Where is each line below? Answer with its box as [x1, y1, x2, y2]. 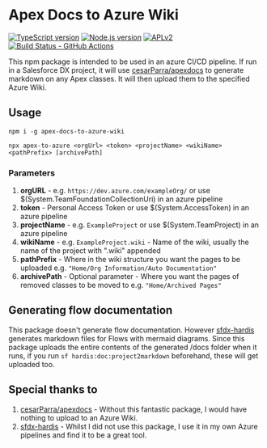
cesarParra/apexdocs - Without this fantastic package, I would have [19, 404, 248, 414]
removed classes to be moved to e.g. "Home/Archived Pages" [19, 281, 222, 290]
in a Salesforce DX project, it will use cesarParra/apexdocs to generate [8, 65, 244, 74]
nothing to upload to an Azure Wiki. [19, 412, 138, 422]
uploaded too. [8, 359, 55, 369]
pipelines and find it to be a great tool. [19, 430, 147, 440]
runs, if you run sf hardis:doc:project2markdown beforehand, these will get [8, 350, 259, 361]
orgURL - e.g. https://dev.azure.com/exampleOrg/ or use [19, 186, 210, 196]
